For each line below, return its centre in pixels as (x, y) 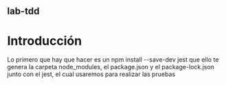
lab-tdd (23, 11)
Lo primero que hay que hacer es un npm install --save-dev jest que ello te (113, 60)
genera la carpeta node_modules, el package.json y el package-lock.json (111, 67)
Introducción (45, 41)
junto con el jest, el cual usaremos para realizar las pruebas (91, 74)
